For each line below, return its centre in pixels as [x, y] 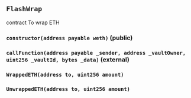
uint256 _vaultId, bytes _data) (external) [68, 60]
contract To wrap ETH [33, 22]
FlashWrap [24, 9]
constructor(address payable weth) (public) [69, 38]
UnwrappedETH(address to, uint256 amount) [68, 89]
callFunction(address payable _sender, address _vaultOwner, [96, 53]
